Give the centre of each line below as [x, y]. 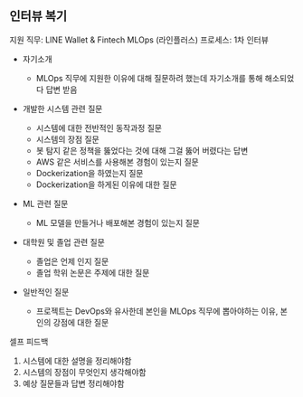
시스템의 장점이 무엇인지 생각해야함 [84, 372]
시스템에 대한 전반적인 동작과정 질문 [99, 128]
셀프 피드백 [29, 341]
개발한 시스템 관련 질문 [62, 109]
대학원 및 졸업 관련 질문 [64, 241]
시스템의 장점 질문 [67, 139]
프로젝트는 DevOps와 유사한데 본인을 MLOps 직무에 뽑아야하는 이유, [157, 311]
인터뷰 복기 [38, 16]
